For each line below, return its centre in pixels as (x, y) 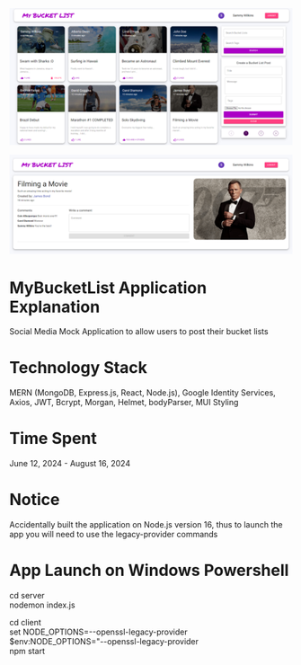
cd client (26, 622)
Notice (35, 500)
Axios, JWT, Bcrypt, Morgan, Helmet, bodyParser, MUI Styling (124, 403)
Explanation (55, 307)
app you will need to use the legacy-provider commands (114, 535)
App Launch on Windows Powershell (149, 571)
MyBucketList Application (108, 288)
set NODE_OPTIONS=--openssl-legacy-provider (98, 632)
